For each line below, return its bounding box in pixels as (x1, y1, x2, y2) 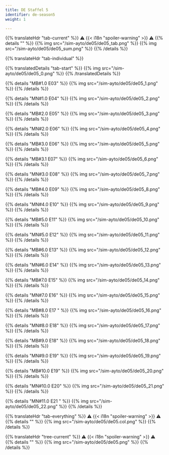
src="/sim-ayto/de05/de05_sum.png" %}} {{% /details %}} (5, 46, 128, 52)
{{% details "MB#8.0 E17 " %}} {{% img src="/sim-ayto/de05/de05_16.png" (5, 307, 161, 313)
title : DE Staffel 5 (5, 7, 49, 13)
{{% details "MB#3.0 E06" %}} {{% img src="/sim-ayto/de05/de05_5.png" (5, 141, 160, 147)
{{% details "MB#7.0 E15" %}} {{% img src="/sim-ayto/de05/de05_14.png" (5, 277, 160, 283)
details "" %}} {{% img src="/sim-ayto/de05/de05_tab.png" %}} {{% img (5, 40, 157, 46)
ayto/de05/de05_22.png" (5, 404, 58, 410)
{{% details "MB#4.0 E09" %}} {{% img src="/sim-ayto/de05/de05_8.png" (5, 186, 160, 192)
